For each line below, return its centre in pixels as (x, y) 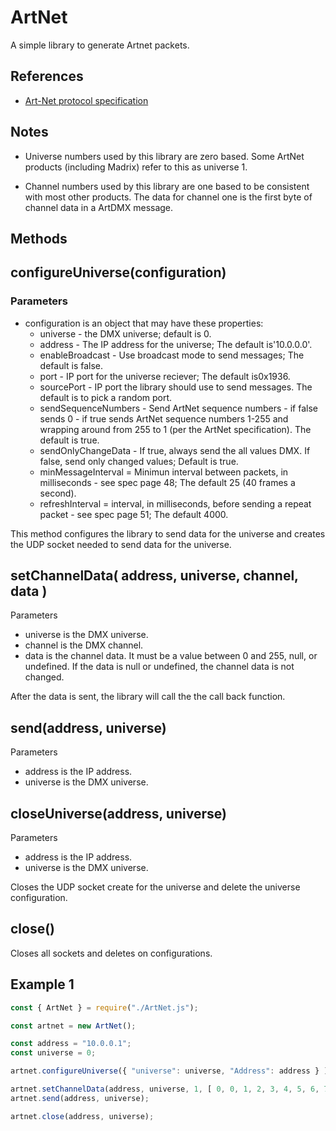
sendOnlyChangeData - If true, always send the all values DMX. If (175, 450)
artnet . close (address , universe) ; (82, 1116)
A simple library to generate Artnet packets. (100, 45)
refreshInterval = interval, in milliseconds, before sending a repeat (175, 503)
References (47, 76)
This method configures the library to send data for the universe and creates (168, 533)
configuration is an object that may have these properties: (144, 323)
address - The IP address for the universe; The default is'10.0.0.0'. (176, 344)
